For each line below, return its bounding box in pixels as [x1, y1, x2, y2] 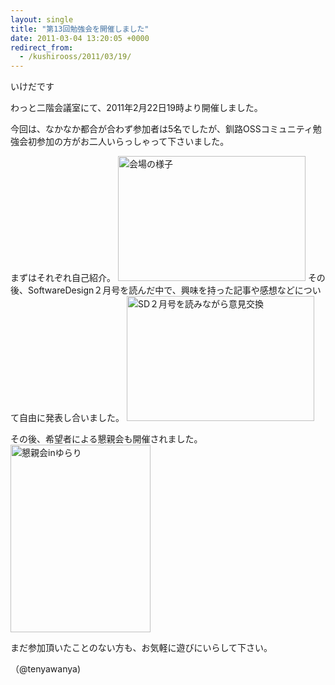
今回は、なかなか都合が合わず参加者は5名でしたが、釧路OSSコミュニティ [10, 123, 313, 135]
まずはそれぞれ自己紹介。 [10, 272, 116, 284]
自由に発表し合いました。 [18, 412, 125, 424]
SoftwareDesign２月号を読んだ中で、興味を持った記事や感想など [27, 284, 295, 296]
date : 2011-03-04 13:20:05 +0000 [10, 33, 150, 43]
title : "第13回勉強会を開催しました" [10, 24, 150, 34]
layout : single [10, 14, 74, 25]
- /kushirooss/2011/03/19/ [19, 52, 132, 62]
